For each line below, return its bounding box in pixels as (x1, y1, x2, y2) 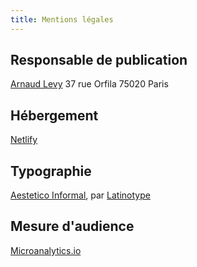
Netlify (10, 134, 38, 146)
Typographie (10, 162, 92, 180)
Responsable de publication (10, 52, 188, 69)
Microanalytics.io (10, 244, 82, 256)
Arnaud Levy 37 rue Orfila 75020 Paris (10, 78, 169, 90)
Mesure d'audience (10, 218, 135, 235)
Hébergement (10, 107, 99, 124)
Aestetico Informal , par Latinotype (10, 189, 151, 201)
